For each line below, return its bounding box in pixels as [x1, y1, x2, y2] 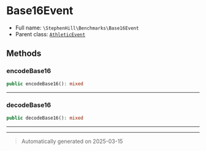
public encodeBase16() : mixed [6, 80, 84, 87]
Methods [6, 48, 42, 59]
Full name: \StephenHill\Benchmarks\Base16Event [15, 24, 139, 31]
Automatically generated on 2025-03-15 [21, 137, 123, 145]
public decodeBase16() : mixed [6, 115, 84, 121]
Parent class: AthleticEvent [15, 30, 86, 37]
